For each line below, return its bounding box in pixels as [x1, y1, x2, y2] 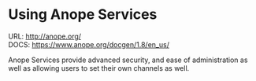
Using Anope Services [8, 6, 158, 24]
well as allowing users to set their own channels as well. [8, 63, 190, 72]
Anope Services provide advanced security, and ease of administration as [8, 55, 248, 64]
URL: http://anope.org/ [8, 31, 81, 41]
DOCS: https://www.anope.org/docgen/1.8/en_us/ [8, 39, 169, 49]
